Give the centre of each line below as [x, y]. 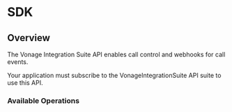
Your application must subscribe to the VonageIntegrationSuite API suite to [114, 75]
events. [18, 62]
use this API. [25, 83]
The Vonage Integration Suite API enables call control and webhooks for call [116, 54]
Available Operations [44, 100]
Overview [29, 38]
